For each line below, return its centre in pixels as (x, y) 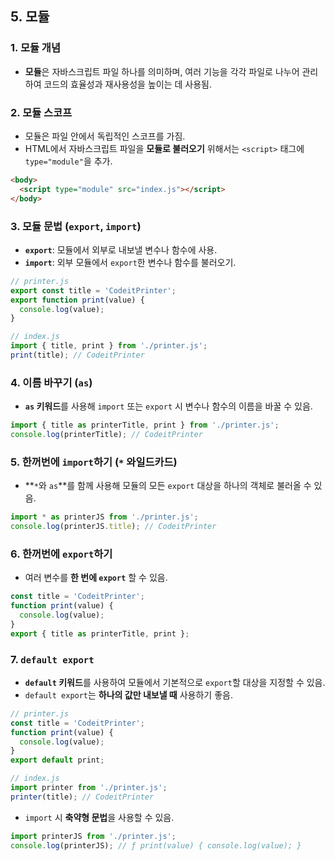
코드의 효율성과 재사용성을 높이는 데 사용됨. (127, 84)
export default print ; (57, 760)
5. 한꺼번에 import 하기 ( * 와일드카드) (94, 462)
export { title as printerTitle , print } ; (100, 633)
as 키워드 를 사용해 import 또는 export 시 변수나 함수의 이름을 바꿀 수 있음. (168, 406)
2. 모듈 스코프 (41, 112)
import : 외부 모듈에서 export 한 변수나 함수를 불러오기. (130, 262)
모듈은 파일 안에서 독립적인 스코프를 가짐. (105, 136)
